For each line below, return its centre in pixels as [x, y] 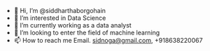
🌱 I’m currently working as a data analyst [72, 25]
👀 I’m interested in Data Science [60, 18]
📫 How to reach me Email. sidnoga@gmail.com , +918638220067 [108, 40]
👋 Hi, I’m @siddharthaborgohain [60, 11]
